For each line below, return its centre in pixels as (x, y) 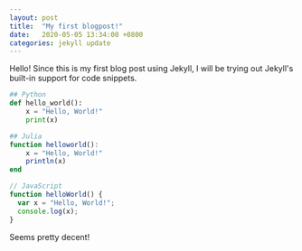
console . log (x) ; (48, 211)
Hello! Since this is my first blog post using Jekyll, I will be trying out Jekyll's (151, 69)
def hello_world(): (46, 103)
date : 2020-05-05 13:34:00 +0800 (76, 34)
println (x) (46, 162)
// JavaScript (36, 186)
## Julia (26, 136)
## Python (28, 95)
